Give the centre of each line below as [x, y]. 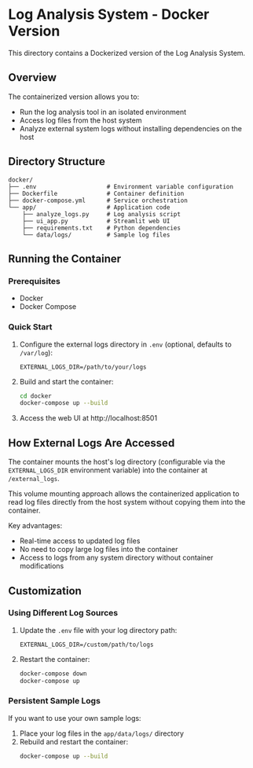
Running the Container [65, 258]
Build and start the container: [66, 381]
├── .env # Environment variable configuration [121, 186]
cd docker [36, 396]
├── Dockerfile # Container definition [96, 193]
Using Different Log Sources [63, 613]
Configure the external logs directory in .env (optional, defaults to [125, 344]
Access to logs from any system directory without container [116, 558]
